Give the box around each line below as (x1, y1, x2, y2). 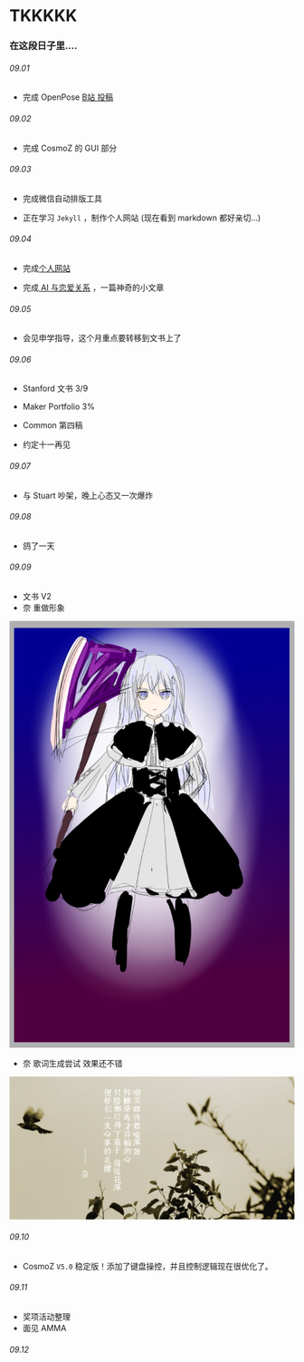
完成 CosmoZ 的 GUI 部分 (22, 142, 118, 153)
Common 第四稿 (22, 420, 83, 431)
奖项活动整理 (22, 1311, 71, 1322)
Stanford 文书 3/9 (22, 383, 89, 394)
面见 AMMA (22, 1323, 67, 1334)
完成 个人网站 (22, 262, 71, 273)
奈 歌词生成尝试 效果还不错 (22, 1057, 123, 1068)
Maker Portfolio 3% (22, 401, 95, 413)
